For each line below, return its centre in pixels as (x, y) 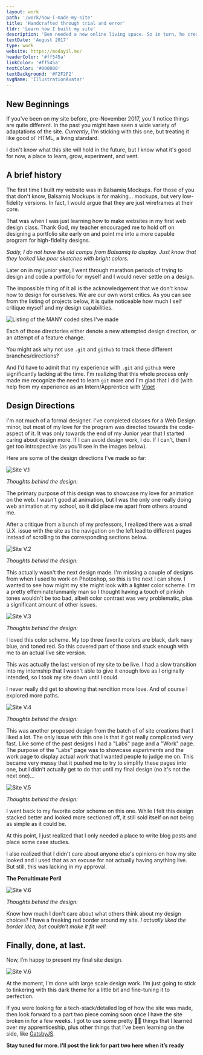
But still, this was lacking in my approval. (57, 867)
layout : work (23, 12)
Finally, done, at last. (46, 945)
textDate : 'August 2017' (37, 40)
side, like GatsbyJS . (31, 1034)
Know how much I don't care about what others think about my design (94, 913)
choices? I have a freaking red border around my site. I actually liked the (96, 920)
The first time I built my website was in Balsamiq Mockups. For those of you (100, 190)
